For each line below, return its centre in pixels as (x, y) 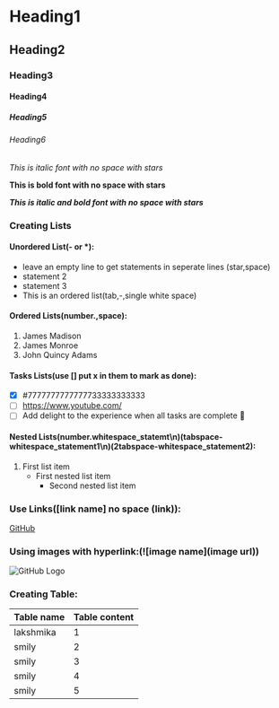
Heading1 (45, 17)
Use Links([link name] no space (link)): (95, 509)
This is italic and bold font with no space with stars (106, 202)
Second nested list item (92, 485)
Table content (104, 617)
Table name (39, 617)
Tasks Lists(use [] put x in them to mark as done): (103, 375)
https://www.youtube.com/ (72, 406)
